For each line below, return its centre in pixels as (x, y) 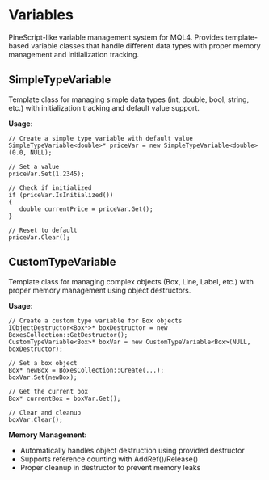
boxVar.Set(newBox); (43, 377)
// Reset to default (43, 230)
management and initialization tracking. (74, 54)
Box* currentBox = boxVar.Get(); (65, 398)
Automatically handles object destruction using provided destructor (132, 450)
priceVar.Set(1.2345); (46, 174)
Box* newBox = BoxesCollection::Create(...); (86, 370)
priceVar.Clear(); (39, 237)
